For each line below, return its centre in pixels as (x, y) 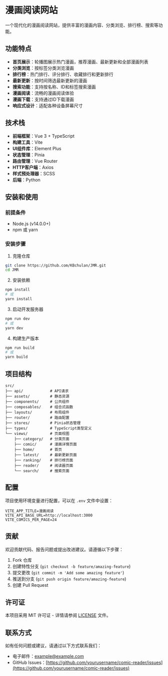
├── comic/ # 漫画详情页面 (45, 444)
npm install (17, 290)
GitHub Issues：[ (30, 662)
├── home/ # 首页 (38, 449)
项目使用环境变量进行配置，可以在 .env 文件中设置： (59, 500)
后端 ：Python (26, 180)
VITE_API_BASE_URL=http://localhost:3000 (49, 515)
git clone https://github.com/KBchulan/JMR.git (56, 265)
